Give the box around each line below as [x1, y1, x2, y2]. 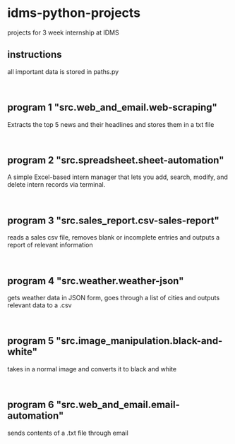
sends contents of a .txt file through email [7, 428, 128, 437]
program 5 [7, 335, 54, 347]
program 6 [7, 399, 54, 411]
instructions [7, 49, 62, 61]
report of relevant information [7, 241, 93, 249]
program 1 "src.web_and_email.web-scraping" [7, 101, 217, 113]
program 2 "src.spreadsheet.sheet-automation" [7, 154, 224, 166]
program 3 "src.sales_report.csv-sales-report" [7, 214, 220, 226]
